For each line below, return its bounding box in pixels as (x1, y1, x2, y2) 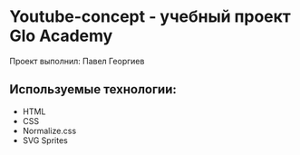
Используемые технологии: (9, 82, 177, 97)
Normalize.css (22, 125, 77, 136)
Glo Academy (9, 25, 113, 46)
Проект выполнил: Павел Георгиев (9, 55, 145, 66)
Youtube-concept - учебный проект (9, 6, 292, 27)
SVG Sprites (22, 134, 68, 146)
